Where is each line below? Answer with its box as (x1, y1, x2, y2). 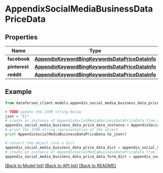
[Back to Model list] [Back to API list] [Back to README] (5, 163, 116, 169)
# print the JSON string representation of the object (5, 127, 118, 132)
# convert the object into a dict (5, 141, 75, 145)
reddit (7, 71, 22, 78)
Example (5, 88, 32, 96)
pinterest (7, 63, 29, 70)
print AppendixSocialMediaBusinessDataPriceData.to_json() (5, 132, 127, 137)
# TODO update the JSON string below (5, 109, 81, 114)
